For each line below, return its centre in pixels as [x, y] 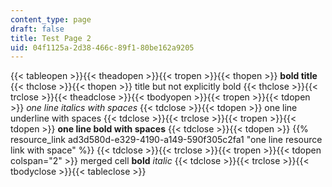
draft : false [37, 29]
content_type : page [51, 19]
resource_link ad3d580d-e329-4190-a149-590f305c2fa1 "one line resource [166, 140]
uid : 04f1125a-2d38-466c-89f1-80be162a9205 [102, 47]
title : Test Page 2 [51, 38]
